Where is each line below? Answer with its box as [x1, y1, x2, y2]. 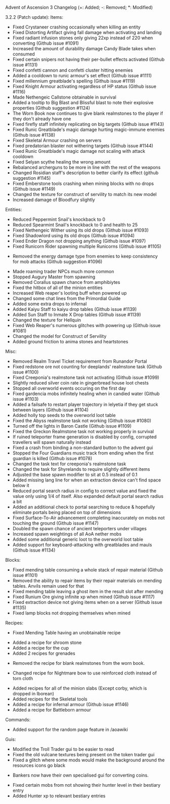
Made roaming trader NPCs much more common [12, 269, 114, 274]
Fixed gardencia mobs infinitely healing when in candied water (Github [12, 391, 160, 397]
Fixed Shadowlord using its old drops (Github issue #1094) [12, 233, 135, 238]
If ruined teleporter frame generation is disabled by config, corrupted [12, 434, 157, 440]
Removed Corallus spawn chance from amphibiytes [12, 279, 120, 285]
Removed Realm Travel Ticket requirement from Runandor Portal [12, 358, 147, 364]
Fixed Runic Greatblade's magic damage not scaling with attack [12, 148, 146, 154]
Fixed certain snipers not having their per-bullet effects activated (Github [12, 56, 165, 62]
